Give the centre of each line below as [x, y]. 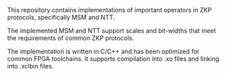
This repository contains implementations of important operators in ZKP [110, 10]
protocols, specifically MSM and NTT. [61, 17]
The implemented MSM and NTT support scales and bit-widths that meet [112, 31]
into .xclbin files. [31, 66]
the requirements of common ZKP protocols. [71, 38]
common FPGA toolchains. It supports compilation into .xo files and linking [113, 59]
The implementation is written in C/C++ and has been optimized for [103, 51]
